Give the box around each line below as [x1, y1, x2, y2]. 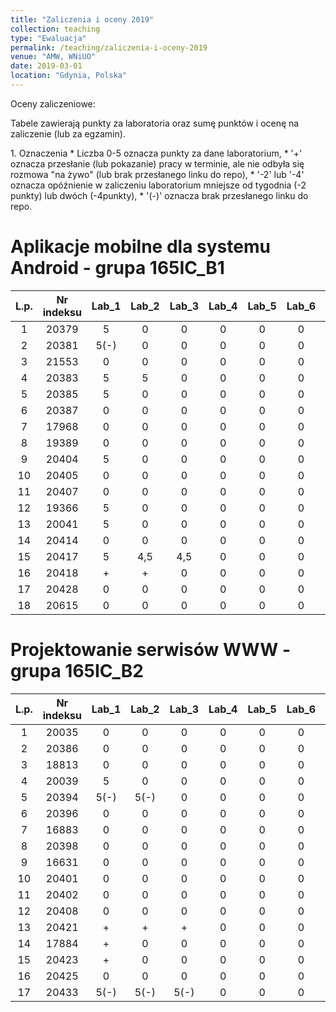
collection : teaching [10, 24, 101, 34]
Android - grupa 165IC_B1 [10, 257, 225, 280]
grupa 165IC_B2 [10, 660, 144, 682]
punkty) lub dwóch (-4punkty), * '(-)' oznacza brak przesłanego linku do [10, 189, 309, 201]
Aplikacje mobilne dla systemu [10, 236, 271, 258]
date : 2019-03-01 [10, 61, 83, 71]
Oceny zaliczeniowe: [10, 97, 96, 110]
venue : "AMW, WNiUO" [10, 52, 97, 62]
